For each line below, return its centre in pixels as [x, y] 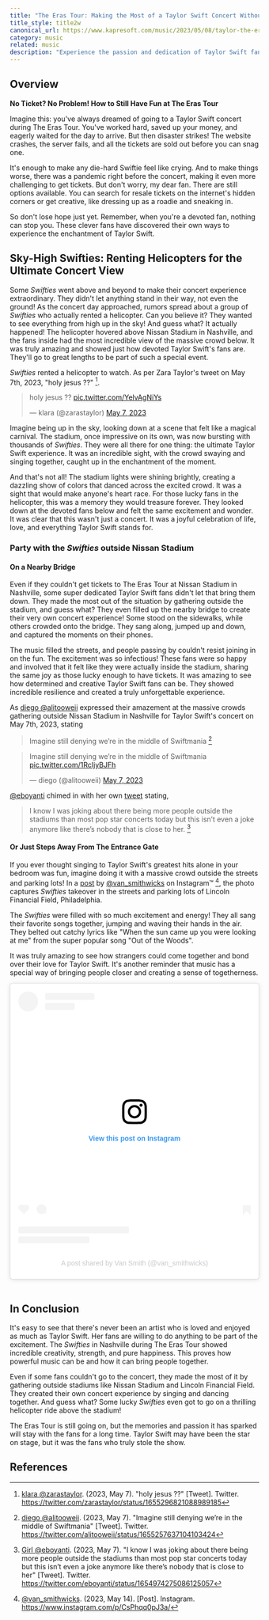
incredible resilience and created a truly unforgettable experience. [117, 692]
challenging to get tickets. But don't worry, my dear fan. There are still [123, 184]
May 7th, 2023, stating [46, 724]
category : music [36, 38]
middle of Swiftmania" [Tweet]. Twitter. [85, 1526]
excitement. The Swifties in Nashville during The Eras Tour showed [119, 1344]
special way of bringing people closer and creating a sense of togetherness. [134, 972]
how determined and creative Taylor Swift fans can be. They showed [122, 684]
